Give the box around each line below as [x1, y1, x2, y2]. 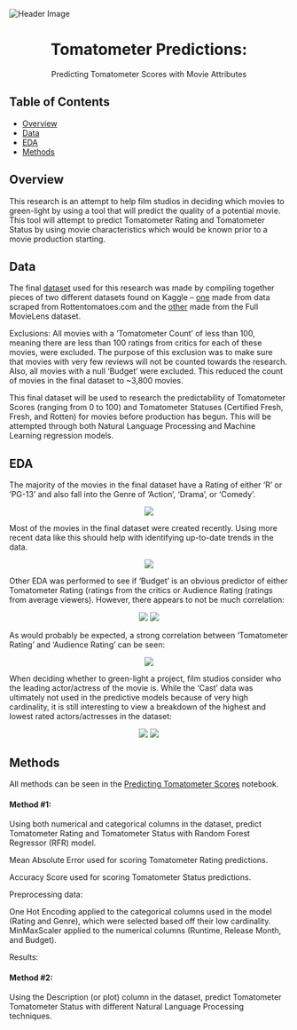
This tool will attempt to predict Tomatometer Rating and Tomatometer [9, 214, 265, 226]
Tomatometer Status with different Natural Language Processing [9, 1002, 245, 1012]
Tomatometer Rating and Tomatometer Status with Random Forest [9, 828, 251, 839]
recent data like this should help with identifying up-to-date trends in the [9, 533, 274, 543]
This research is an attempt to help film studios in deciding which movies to [9, 195, 285, 206]
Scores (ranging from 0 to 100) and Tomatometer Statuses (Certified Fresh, [9, 402, 284, 413]
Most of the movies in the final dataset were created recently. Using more [9, 523, 277, 534]
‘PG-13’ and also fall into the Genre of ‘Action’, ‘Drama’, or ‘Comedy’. [9, 489, 256, 500]
